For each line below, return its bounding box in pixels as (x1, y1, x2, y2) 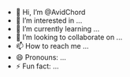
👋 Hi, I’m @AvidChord (15, 8, 86, 16)
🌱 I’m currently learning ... (15, 24, 100, 33)
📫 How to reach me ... (15, 42, 89, 50)
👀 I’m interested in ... (15, 16, 83, 25)
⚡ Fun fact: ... (15, 61, 59, 71)
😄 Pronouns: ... (15, 53, 67, 62)
